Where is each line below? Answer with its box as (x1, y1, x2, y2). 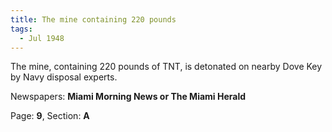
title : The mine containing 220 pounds (10, 14, 177, 25)
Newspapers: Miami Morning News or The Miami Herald (10, 91, 247, 103)
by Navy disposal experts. (10, 71, 118, 83)
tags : (10, 24, 33, 34)
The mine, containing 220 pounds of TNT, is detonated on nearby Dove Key (10, 61, 323, 73)
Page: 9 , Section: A (10, 110, 90, 122)
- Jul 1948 (19, 33, 65, 43)
